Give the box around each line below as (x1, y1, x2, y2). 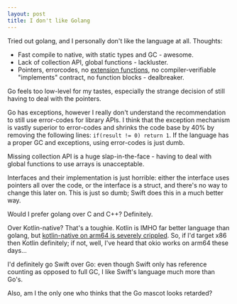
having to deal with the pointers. (7, 94, 101, 103)
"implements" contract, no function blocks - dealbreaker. (17, 72, 184, 82)
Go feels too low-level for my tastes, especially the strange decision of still (7, 87, 226, 95)
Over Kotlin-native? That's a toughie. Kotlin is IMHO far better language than (7, 223, 230, 232)
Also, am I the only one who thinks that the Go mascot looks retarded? (7, 288, 213, 297)
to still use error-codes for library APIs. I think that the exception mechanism (7, 115, 231, 124)
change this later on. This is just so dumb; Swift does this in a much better (7, 188, 224, 197)
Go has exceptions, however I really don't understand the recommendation (7, 108, 226, 116)
